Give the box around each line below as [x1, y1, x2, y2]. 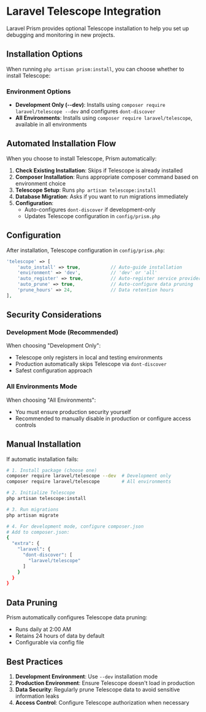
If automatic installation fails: [6, 455, 78, 463]
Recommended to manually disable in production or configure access [15, 415, 191, 422]
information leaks [15, 692, 59, 700]
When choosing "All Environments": [6, 396, 96, 404]
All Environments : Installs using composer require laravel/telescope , [15, 114, 193, 122]
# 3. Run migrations [6, 506, 59, 512]
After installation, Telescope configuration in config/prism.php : [6, 246, 166, 254]
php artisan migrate [6, 512, 59, 518]
